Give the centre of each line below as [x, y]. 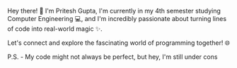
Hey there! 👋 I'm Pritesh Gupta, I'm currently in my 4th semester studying [114, 11]
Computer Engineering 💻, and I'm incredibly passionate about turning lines [117, 19]
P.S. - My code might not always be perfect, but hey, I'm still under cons [112, 57]
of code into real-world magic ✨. [55, 29]
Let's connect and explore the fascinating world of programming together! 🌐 [118, 43]
